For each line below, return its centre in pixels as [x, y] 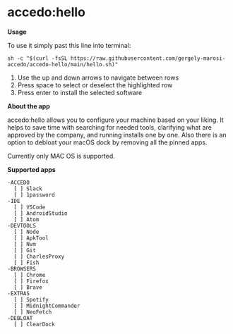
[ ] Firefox [31, 281]
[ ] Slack [28, 188]
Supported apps [32, 169]
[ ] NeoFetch [33, 312]
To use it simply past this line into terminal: [69, 45]
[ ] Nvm [25, 244]
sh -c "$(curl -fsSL [38, 58]
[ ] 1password [34, 194]
